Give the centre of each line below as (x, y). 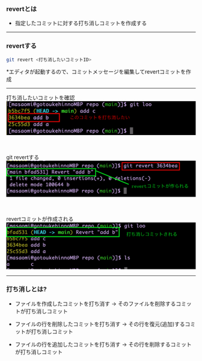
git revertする (23, 157)
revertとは (22, 8)
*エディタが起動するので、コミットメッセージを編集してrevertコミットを (96, 72)
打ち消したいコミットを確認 (41, 98)
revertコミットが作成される (40, 219)
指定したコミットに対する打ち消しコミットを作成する (81, 23)
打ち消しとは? (26, 289)
